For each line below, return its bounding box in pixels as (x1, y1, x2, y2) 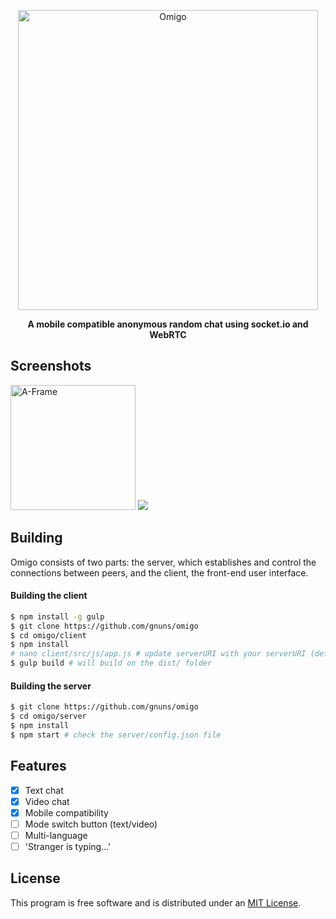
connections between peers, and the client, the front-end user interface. (10, 566, 309, 579)
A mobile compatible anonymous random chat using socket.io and (27, 318, 309, 330)
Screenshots (10, 358, 92, 375)
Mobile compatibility (24, 806, 109, 819)
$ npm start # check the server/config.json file (10, 730, 222, 740)
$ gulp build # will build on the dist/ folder (10, 658, 213, 669)
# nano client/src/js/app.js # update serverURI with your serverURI (10, 649, 307, 659)
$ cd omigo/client (10, 630, 87, 640)
